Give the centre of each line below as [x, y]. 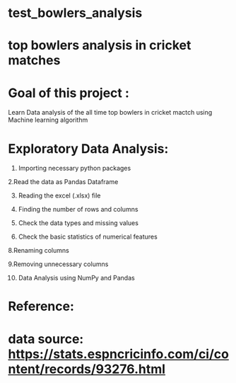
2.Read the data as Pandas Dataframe [63, 182]
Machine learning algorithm [48, 120]
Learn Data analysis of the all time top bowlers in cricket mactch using [110, 113]
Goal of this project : [69, 93]
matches [34, 61]
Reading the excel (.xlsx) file [59, 195]
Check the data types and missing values [78, 223]
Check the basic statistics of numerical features [88, 237]
